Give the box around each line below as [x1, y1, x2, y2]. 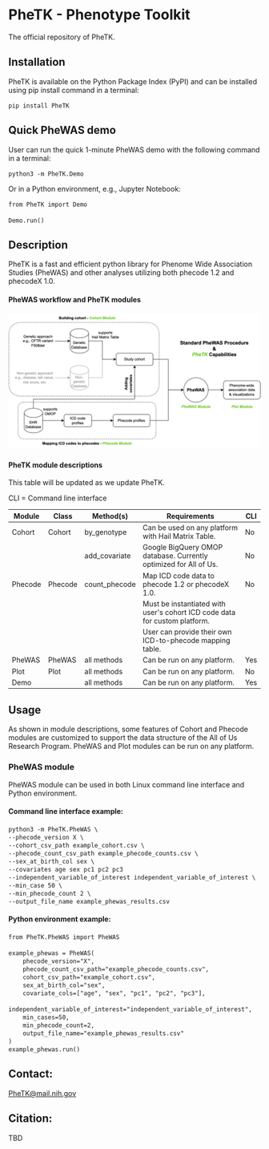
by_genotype [84, 527, 127, 536]
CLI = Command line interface [8, 493, 107, 503]
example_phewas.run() [8, 1045, 81, 1054]
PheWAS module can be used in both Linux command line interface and [8, 779, 245, 789]
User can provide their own [143, 627, 232, 637]
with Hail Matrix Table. [143, 532, 216, 541]
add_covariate [84, 551, 131, 560]
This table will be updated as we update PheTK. [8, 478, 166, 488]
